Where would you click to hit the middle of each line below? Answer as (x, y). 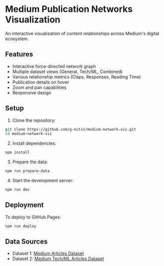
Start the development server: (43, 181)
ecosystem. (17, 39)
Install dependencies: (34, 143)
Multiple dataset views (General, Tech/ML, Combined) (67, 71)
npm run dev (17, 190)
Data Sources (27, 242)
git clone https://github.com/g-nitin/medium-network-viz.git (71, 129)
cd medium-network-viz (28, 134)
